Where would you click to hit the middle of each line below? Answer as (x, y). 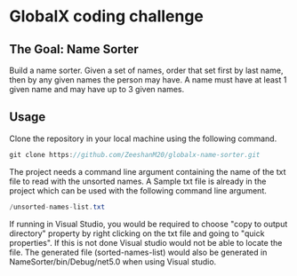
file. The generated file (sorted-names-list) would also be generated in (138, 252)
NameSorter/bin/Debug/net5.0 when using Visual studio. (113, 261)
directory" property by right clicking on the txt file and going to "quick (137, 233)
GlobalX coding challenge (107, 16)
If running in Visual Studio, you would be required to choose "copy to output (148, 224)
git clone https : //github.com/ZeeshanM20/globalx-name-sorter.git (135, 154)
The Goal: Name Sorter (74, 49)
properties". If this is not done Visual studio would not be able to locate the (146, 242)
